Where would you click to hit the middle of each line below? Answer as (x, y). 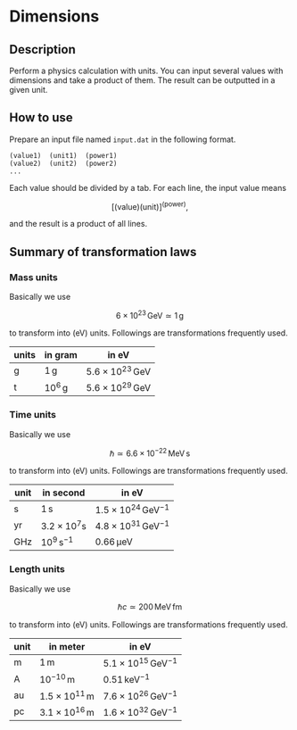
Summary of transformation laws (103, 252)
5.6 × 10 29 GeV (119, 387)
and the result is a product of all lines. (78, 224)
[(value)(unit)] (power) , (150, 205)
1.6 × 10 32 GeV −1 (140, 712)
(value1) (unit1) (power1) (63, 155)
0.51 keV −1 (126, 679)
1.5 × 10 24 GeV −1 (132, 509)
